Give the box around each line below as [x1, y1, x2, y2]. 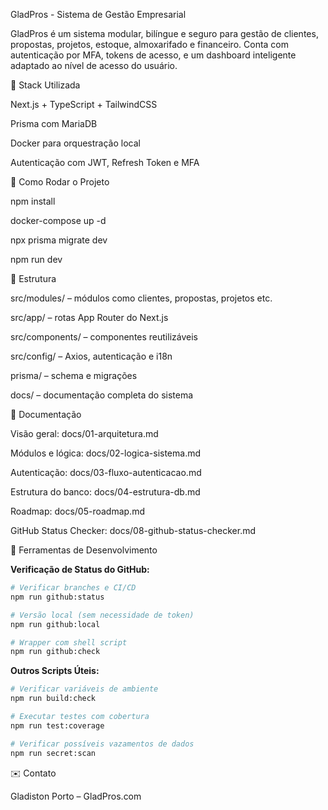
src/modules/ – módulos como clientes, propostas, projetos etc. [10, 292, 273, 304]
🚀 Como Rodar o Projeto [10, 176, 110, 188]
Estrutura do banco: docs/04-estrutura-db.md [10, 486, 201, 498]
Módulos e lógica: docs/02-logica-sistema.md [10, 447, 202, 459]
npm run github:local [10, 619, 101, 629]
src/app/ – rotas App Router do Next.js [10, 312, 169, 323]
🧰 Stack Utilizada [10, 79, 81, 91]
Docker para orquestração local [10, 137, 141, 149]
